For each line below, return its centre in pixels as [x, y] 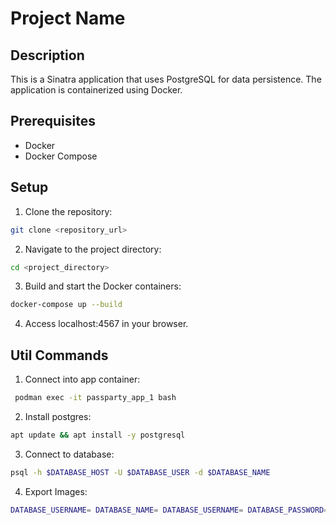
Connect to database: [69, 454]
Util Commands [59, 355]
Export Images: [56, 491]
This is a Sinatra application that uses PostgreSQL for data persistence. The [166, 79]
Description [47, 55]
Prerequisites [53, 121]
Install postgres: [58, 416]
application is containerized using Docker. [96, 90]
